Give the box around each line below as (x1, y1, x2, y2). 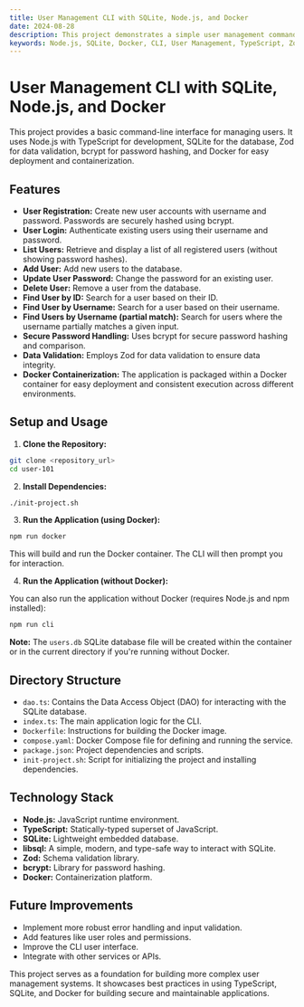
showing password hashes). (22, 254, 128, 264)
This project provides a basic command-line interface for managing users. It (9, 127, 293, 138)
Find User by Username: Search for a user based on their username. (22, 302, 280, 312)
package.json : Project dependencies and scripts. (22, 745, 204, 755)
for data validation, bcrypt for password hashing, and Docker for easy (9, 146, 270, 157)
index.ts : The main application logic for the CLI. (22, 716, 202, 727)
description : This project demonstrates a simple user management (9, 30, 265, 39)
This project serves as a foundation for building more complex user (9, 968, 260, 979)
